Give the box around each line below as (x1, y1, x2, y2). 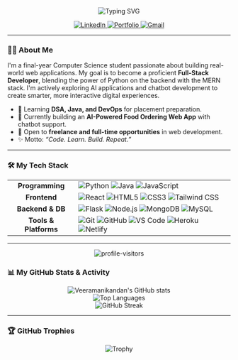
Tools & (28, 215, 55, 225)
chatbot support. (17, 120, 67, 129)
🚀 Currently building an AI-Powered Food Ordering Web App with (17, 113, 210, 121)
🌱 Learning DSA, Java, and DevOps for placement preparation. (17, 105, 202, 114)
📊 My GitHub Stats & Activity (7, 267, 110, 277)
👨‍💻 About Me (7, 45, 53, 55)
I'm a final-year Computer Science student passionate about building (7, 61, 209, 70)
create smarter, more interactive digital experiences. (7, 92, 160, 100)
